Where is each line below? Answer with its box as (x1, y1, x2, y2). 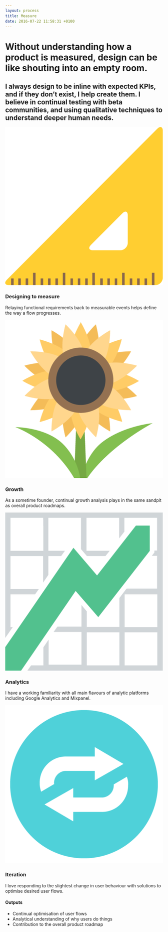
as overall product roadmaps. (5, 502, 66, 508)
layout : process (5, 8, 39, 13)
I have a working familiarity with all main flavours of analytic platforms (5, 690, 149, 696)
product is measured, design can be (5, 52, 157, 63)
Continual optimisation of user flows (12, 910, 87, 916)
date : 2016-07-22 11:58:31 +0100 (5, 19, 75, 24)
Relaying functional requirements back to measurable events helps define (5, 304, 157, 311)
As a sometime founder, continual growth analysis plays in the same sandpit (5, 497, 161, 503)
